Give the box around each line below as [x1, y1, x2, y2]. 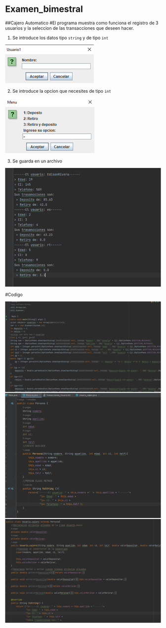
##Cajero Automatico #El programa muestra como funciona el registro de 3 [5, 20, 159, 26]
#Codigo [5, 291, 23, 297]
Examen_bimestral [5, 3, 83, 15]
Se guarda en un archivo [12, 158, 63, 164]
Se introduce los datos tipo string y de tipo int [12, 35, 109, 41]
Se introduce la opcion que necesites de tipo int [12, 88, 111, 94]
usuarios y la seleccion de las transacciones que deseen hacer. [5, 25, 134, 31]
